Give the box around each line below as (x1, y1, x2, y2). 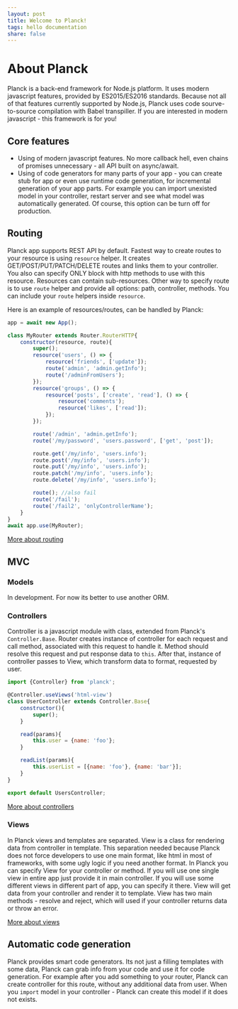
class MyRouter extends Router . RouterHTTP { (7, 332, 138, 339)
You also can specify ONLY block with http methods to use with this (7, 269, 205, 277)
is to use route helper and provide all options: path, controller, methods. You (7, 284, 229, 292)
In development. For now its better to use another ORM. (7, 593, 169, 601)
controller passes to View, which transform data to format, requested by (7, 657, 217, 666)
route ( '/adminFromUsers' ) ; (45, 371, 125, 379)
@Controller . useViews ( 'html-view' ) (7, 691, 113, 698)
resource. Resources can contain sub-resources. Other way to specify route (7, 276, 229, 285)
